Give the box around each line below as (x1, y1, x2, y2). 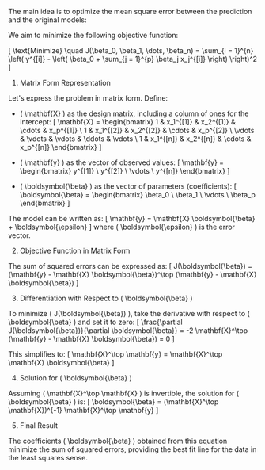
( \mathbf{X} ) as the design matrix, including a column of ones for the (19, 109, 249, 118)
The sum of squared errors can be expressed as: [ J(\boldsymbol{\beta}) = (8, 262, 253, 270)
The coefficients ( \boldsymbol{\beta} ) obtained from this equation (8, 436, 228, 445)
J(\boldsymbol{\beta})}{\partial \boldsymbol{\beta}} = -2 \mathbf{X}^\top (8, 326, 248, 335)
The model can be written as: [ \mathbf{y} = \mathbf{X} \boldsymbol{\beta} (8, 214, 256, 223)
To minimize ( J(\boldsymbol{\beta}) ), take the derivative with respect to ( (8, 309, 251, 318)
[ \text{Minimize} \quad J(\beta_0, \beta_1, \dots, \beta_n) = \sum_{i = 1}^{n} (8, 46, 254, 55)
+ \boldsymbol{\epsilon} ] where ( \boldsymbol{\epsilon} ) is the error (8, 222, 236, 231)
